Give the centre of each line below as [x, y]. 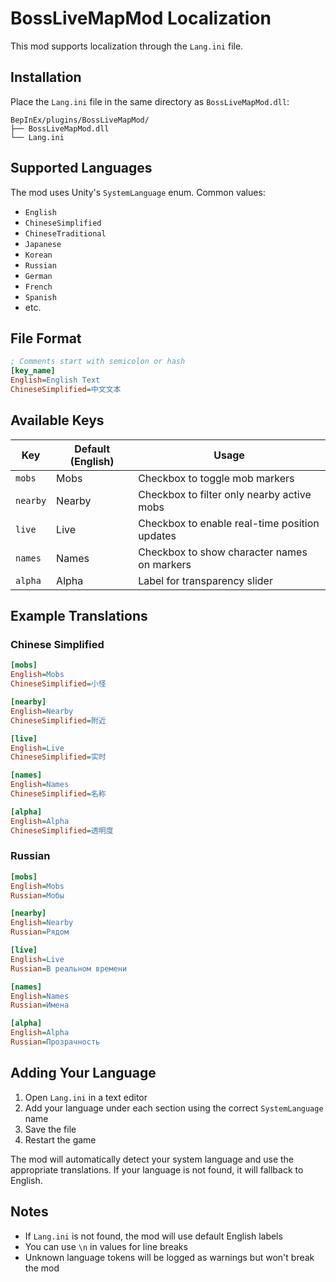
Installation [46, 77]
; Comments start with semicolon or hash [98, 362]
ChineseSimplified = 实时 [58, 757]
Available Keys [57, 420]
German [38, 276]
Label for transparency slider [205, 580]
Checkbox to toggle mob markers [216, 478]
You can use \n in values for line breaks [106, 1246]
